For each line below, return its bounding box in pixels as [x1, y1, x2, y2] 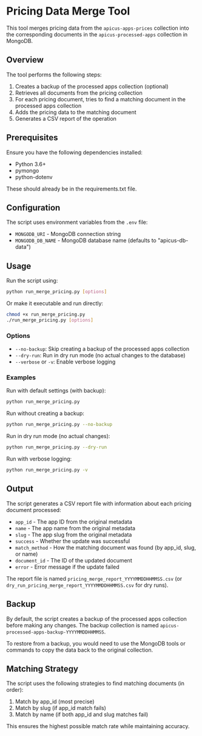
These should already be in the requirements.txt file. [6, 185, 137, 192]
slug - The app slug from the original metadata [15, 531, 132, 538]
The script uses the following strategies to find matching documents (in [6, 680, 185, 687]
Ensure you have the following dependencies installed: [6, 149, 143, 156]
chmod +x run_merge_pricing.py [6, 311, 86, 318]
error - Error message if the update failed [15, 563, 120, 570]
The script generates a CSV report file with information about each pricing [6, 499, 192, 507]
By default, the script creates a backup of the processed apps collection [6, 615, 187, 623]
